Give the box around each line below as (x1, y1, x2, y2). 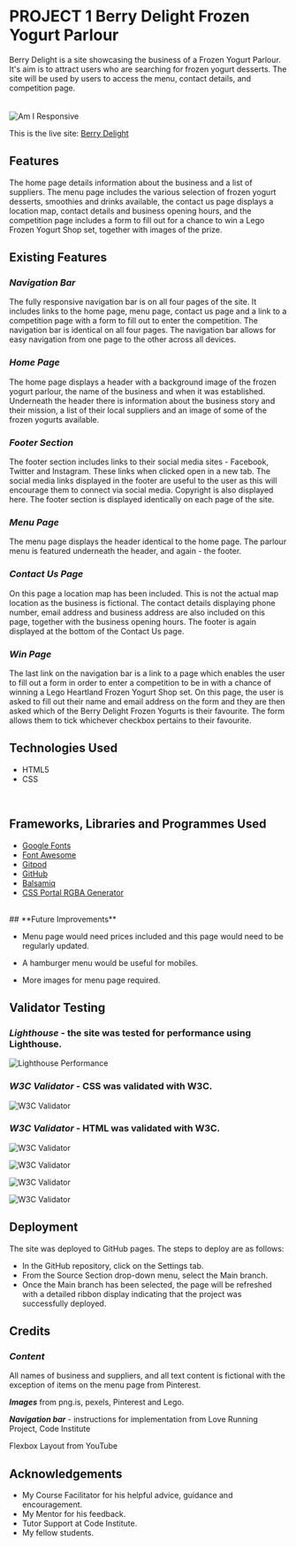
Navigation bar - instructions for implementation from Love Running (9, 1414, 259, 1425)
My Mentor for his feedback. (21, 1509, 126, 1520)
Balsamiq (21, 877, 56, 888)
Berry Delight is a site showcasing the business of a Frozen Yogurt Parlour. (9, 54, 281, 65)
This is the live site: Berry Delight (9, 128, 130, 138)
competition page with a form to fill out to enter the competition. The (9, 315, 259, 326)
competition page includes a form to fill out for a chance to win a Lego (9, 214, 265, 225)
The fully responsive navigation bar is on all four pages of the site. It (9, 297, 257, 307)
